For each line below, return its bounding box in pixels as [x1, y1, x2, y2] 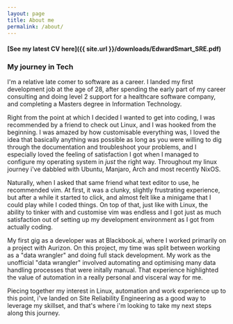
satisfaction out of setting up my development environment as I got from [7, 216, 214, 224]
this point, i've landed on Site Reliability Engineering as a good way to [7, 294, 207, 302]
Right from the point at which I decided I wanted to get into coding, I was [7, 113, 216, 122]
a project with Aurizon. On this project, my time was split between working [7, 244, 220, 252]
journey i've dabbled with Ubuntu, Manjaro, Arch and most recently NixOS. [7, 165, 221, 174]
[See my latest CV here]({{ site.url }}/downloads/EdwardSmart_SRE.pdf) [7, 44, 221, 53]
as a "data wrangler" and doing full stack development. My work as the [7, 251, 211, 259]
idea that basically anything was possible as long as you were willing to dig [7, 136, 222, 144]
